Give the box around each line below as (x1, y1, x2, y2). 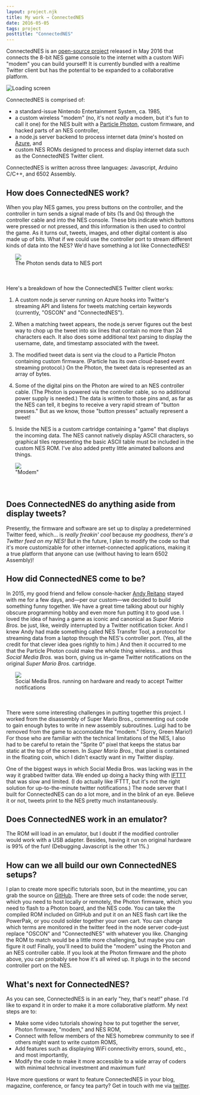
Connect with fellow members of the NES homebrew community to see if (14, 1032, 195, 1039)
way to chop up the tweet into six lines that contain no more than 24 (14, 327, 183, 334)
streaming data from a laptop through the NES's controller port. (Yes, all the (6, 634, 192, 641)
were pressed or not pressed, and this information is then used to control (6, 222, 186, 230)
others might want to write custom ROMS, (14, 1039, 118, 1046)
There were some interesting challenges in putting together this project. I (6, 708, 186, 716)
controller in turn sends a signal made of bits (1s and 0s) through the (6, 210, 174, 217)
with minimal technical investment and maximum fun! (14, 1064, 146, 1071)
